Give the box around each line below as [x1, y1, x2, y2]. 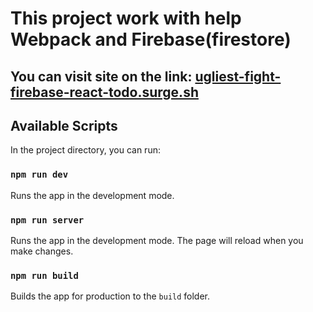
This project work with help [10, 7, 242, 30]
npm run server [10, 214, 85, 226]
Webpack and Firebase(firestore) [10, 28, 292, 51]
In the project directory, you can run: [10, 144, 161, 156]
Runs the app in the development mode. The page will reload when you [10, 234, 304, 246]
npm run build [10, 270, 79, 281]
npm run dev [10, 169, 69, 181]
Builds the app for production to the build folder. [10, 290, 211, 302]
